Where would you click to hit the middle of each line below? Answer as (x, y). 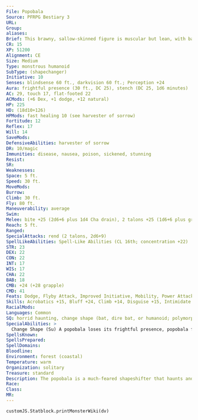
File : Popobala (25, 11)
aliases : (17, 34)
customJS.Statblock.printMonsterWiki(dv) (58, 411)
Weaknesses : (21, 171)
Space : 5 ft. (22, 176)
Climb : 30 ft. (24, 198)
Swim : (13, 214)
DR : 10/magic (22, 148)
